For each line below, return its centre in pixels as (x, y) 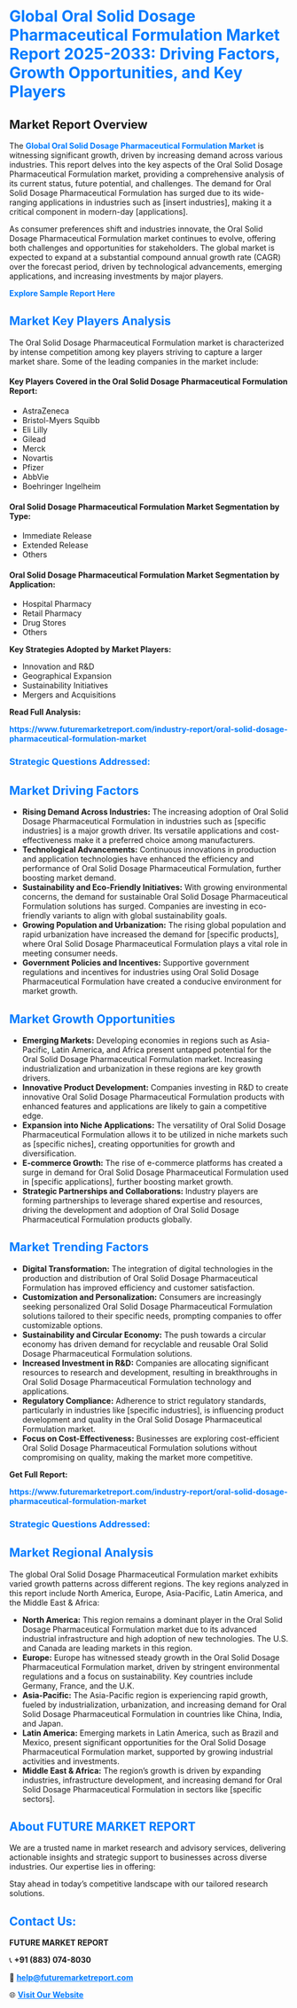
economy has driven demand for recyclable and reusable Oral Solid (145, 1344)
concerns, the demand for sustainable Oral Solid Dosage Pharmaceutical (155, 897)
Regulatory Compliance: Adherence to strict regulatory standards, (144, 1400)
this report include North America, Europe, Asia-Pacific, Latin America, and (146, 1593)
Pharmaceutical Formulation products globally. (107, 1219)
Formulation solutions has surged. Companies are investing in (135, 906)
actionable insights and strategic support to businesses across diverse (138, 1857)
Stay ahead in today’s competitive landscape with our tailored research (139, 1884)
